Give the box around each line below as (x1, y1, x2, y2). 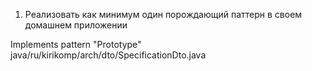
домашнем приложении (24, 19, 128, 31)
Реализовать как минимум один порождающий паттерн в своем (24, 9, 303, 20)
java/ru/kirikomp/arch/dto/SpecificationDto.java (10, 49, 207, 61)
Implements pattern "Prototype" (10, 39, 142, 50)
